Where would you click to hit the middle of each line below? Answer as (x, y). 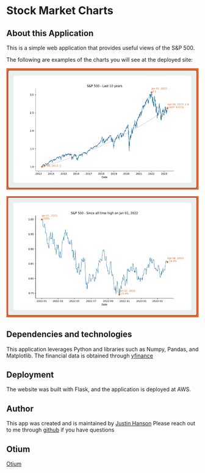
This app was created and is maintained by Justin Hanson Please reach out (101, 424)
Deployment (30, 374)
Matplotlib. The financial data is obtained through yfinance (80, 356)
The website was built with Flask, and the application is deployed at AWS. (99, 389)
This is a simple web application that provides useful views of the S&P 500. (101, 48)
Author (20, 409)
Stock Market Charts (60, 11)
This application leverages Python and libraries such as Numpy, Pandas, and (103, 349)
